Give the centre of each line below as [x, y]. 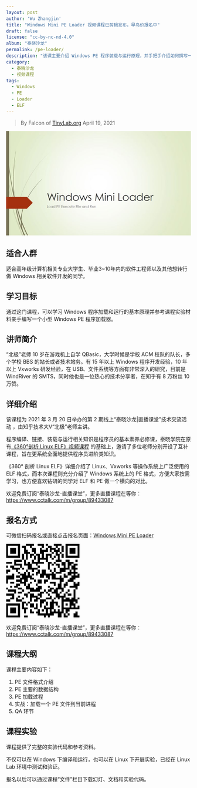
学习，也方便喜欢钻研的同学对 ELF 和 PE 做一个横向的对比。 [78, 481]
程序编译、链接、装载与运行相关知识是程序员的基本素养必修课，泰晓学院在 [96, 439]
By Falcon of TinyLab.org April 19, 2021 [68, 123]
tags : [13, 81]
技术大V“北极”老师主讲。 [63, 427]
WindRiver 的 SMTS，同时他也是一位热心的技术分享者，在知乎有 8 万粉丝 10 [98, 377]
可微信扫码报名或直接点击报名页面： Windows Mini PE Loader [80, 535]
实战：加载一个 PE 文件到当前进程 [55, 704]
